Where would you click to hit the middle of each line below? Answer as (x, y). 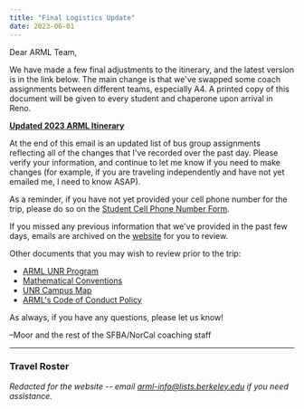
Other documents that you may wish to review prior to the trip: (125, 253)
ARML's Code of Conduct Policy (82, 300)
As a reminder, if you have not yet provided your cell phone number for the (148, 199)
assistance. (31, 395)
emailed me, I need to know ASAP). (75, 181)
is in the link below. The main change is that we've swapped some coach (145, 79)
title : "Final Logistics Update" (72, 18)
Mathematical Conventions (72, 281)
